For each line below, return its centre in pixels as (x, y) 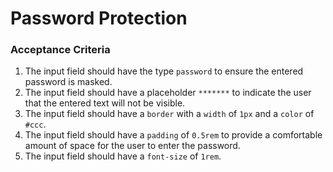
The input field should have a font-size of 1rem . (123, 156)
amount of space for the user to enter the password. (132, 146)
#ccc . (35, 124)
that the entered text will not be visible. (105, 103)
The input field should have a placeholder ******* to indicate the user (168, 93)
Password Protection (99, 18)
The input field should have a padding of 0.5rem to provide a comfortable (173, 135)
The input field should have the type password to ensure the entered (164, 71)
